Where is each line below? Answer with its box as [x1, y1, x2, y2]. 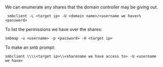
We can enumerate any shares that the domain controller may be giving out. [5, 4, 158, 10]
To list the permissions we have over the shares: [5, 26, 103, 32]
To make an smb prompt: [5, 45, 55, 50]
